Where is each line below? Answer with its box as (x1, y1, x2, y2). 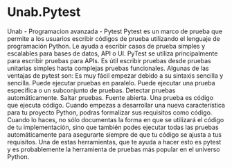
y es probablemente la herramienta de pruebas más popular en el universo (7, 145, 220, 153)
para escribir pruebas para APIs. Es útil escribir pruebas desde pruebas (7, 56, 211, 65)
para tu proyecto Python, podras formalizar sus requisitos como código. (7, 108, 213, 117)
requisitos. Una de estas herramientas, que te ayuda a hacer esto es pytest (7, 137, 222, 146)
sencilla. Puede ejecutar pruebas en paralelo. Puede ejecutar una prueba (7, 78, 216, 87)
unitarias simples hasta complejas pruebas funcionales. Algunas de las (7, 64, 209, 72)
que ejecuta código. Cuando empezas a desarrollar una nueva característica (7, 101, 225, 109)
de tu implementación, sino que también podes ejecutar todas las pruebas (7, 123, 220, 131)
